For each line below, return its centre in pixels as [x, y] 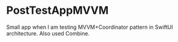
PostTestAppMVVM [58, 10]
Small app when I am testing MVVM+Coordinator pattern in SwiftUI [90, 27]
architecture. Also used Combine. [48, 33]
